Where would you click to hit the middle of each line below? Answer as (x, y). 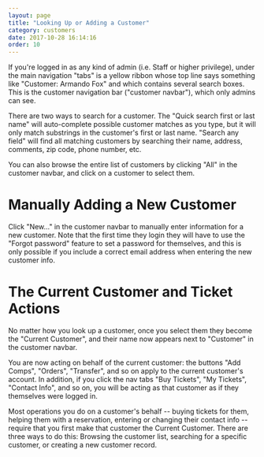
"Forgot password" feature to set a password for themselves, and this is (125, 243)
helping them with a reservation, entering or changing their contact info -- (128, 420)
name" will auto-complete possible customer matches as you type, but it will (132, 124)
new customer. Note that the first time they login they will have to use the (127, 235)
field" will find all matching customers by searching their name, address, (125, 141)
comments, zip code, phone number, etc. (75, 150)
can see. (22, 101)
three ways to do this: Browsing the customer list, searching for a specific (128, 437)
